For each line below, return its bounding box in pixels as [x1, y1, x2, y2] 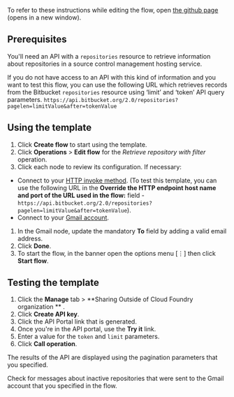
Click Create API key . [17, 310, 80, 319]
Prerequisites [7, 34, 67, 45]
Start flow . [17, 257, 49, 265]
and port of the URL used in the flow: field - [17, 191, 145, 199]
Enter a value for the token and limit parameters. [17, 332, 160, 341]
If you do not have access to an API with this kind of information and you [7, 73, 217, 81]
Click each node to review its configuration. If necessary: [17, 162, 182, 171]
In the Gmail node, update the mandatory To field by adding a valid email [17, 226, 227, 235]
